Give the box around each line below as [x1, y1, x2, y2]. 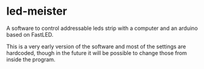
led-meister [6, 4, 67, 18]
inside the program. [6, 56, 56, 63]
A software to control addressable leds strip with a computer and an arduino [6, 24, 199, 32]
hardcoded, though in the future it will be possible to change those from [6, 49, 188, 56]
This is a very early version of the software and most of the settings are [6, 43, 186, 50]
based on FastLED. [6, 31, 54, 38]
